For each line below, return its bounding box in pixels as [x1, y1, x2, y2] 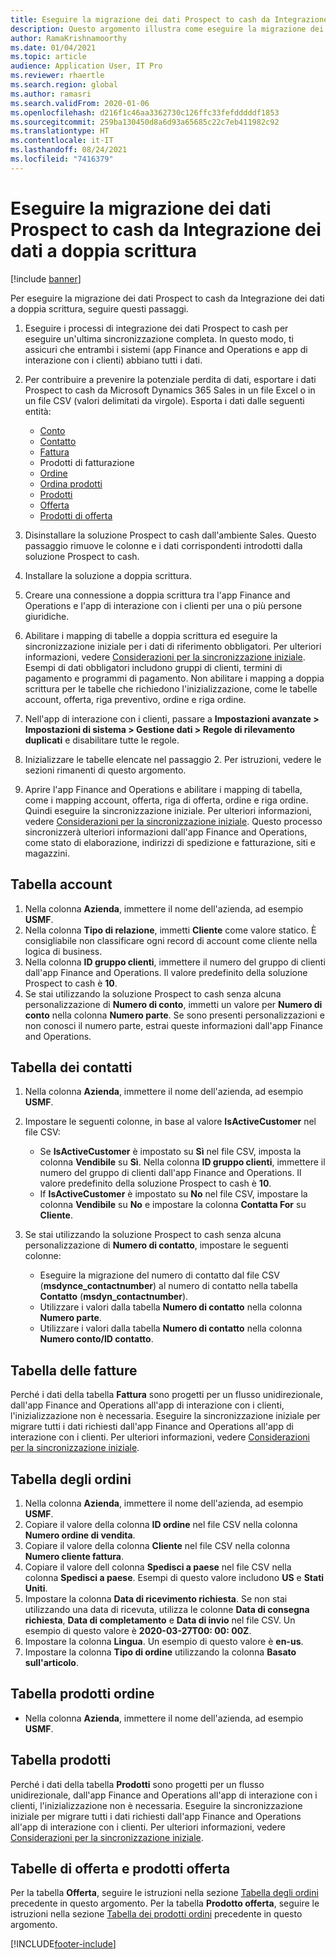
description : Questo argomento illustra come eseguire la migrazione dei [10, 24, 325, 34]
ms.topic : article [10, 52, 87, 62]
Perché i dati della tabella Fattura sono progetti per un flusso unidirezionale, [10, 1389, 323, 1401]
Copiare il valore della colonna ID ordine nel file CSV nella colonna [24, 1518, 298, 1530]
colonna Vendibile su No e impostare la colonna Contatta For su [39, 1199, 307, 1211]
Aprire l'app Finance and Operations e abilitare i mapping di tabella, [24, 783, 303, 795]
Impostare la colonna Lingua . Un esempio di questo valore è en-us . [24, 1635, 304, 1647]
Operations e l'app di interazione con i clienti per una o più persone [24, 599, 303, 611]
